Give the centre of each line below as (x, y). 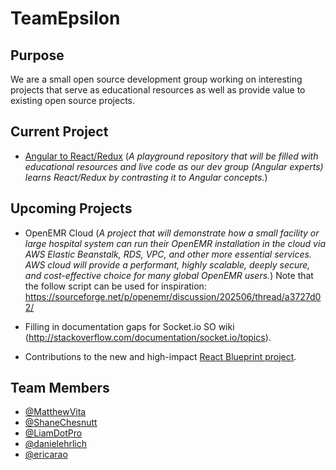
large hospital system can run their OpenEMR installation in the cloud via (175, 243)
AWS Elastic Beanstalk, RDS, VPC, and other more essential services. (168, 254)
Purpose (37, 55)
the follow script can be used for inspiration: (115, 286)
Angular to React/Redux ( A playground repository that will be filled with (171, 156)
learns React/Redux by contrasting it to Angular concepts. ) (146, 177)
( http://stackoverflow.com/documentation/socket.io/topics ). (148, 337)
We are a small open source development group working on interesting (156, 79)
